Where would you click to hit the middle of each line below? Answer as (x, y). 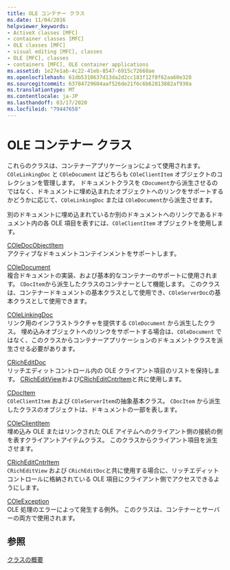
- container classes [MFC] (46, 39)
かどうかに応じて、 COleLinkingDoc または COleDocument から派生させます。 (112, 200)
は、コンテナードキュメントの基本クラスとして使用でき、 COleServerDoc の (111, 292)
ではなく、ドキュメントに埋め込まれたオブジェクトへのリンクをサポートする (115, 191)
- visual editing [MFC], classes (55, 52)
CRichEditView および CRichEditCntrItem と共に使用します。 (103, 379)
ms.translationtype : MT (41, 90)
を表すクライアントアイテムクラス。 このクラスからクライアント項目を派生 (113, 440)
